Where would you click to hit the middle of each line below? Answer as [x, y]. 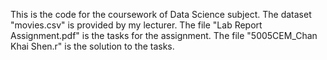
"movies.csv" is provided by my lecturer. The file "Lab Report [136, 25]
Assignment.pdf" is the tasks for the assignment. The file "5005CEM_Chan [164, 35]
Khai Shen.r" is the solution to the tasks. [92, 46]
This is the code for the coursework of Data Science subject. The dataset [161, 14]
